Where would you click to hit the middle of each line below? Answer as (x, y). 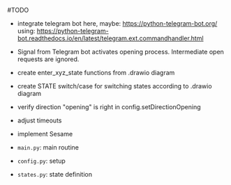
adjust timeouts (39, 120)
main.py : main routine (48, 147)
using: (26, 31)
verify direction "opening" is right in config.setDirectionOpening (109, 107)
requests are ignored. (48, 59)
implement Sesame (45, 134)
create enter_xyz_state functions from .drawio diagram (96, 73)
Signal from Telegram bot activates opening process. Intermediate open (121, 52)
